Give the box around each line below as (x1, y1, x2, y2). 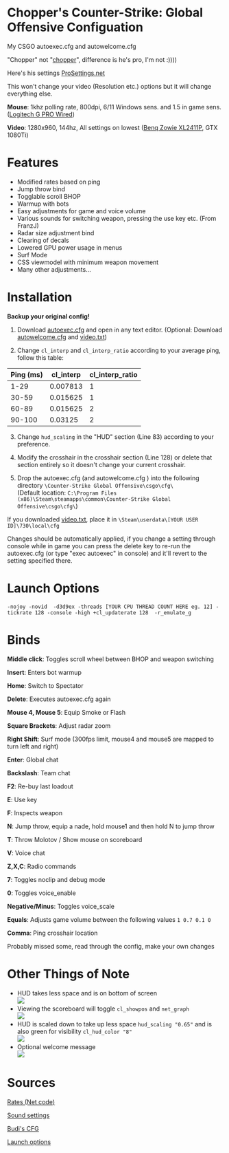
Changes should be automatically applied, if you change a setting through (7, 535, 216, 543)
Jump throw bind (16, 184, 66, 193)
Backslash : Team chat (7, 768, 71, 777)
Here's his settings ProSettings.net (7, 69, 105, 77)
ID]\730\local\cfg (7, 522, 60, 529)
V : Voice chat (7, 848, 45, 857)
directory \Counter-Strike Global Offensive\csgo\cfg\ (16, 481, 173, 489)
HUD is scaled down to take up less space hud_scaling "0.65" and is (16, 1020, 213, 1028)
